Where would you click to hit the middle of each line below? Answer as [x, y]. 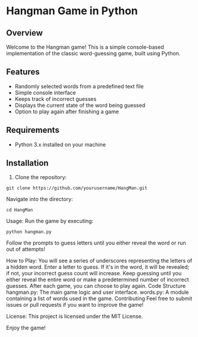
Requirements [33, 130]
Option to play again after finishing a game [67, 112]
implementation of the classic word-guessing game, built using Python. [93, 53]
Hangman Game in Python [72, 11]
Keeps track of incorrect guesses [56, 98]
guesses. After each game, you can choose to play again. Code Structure [96, 286]
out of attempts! [26, 249]
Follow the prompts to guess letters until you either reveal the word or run [96, 243]
